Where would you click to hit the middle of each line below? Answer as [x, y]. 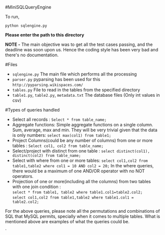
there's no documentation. [32, 55]
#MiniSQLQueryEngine [28, 7]
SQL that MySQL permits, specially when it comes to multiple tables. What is [82, 216]
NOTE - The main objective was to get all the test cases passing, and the [79, 44]
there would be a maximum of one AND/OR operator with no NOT [79, 171]
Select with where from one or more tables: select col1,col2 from [80, 160]
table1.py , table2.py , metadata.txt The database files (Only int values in [86, 95]
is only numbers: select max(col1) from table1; [62, 135]
